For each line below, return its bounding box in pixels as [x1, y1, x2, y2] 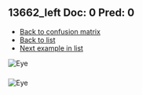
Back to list [19, 35, 56, 44]
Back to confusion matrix [19, 26, 100, 36]
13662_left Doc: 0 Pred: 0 [8, 6, 135, 19]
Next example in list [19, 43, 84, 53]
